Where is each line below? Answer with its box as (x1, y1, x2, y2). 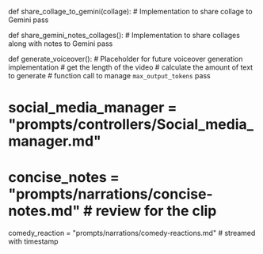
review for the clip (95, 202, 217, 220)
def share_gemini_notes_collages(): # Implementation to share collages (8, 31, 240, 40)
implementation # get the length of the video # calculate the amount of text (8, 63, 253, 72)
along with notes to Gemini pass (8, 39, 113, 48)
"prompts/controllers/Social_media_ (8, 116, 254, 134)
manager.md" (8, 132, 101, 150)
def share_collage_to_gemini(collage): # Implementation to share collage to (8, 7, 253, 16)
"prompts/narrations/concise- (8, 185, 213, 203)
